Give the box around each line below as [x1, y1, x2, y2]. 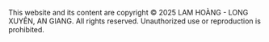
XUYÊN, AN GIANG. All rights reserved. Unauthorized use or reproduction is [8, 16, 261, 26]
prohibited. [8, 25, 44, 34]
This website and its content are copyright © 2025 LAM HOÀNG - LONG [8, 8, 249, 17]
